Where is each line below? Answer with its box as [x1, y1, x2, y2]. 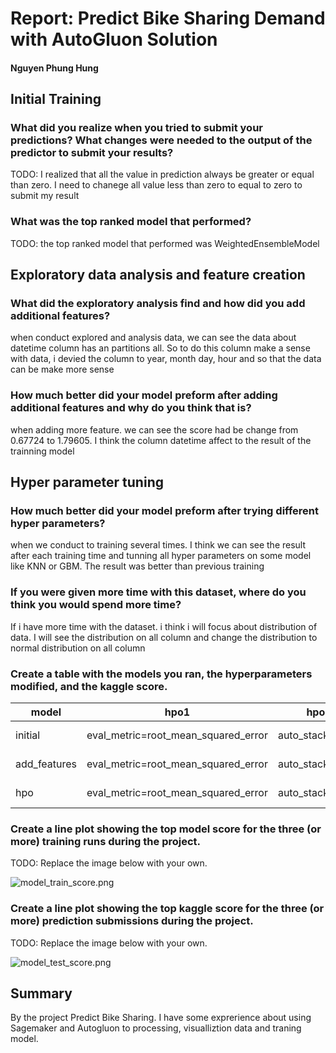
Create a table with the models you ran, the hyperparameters [10, 667, 313, 681]
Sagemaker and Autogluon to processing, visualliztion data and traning [10, 1022, 302, 1034]
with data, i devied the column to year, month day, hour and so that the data [10, 353, 322, 365]
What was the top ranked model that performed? [10, 215, 252, 229]
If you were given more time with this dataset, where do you [10, 585, 307, 599]
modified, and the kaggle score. [10, 679, 168, 693]
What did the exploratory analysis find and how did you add [10, 297, 306, 311]
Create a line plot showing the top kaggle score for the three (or [10, 902, 325, 916]
